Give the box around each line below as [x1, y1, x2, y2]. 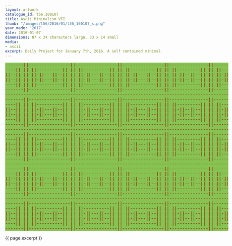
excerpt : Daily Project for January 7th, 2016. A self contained [5, 49, 143, 53]
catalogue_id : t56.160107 [5, 12, 58, 17]
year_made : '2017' [5, 26, 43, 31]
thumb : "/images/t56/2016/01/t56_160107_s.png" [5, 21, 106, 26]
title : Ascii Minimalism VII [5, 16, 65, 21]
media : [5, 40, 19, 45]
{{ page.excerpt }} [5, 235, 43, 241]
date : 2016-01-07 [5, 30, 41, 35]
